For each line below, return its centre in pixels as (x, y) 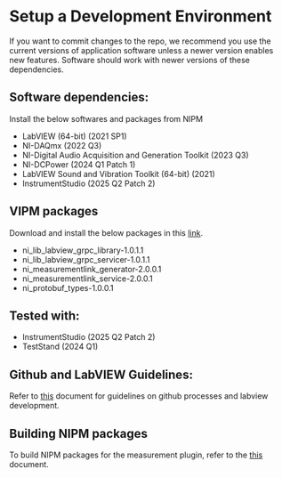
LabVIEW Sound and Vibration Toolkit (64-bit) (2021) (118, 174)
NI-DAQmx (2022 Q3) (62, 145)
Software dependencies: (79, 97)
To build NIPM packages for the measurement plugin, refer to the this (136, 455)
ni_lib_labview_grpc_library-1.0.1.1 (83, 250)
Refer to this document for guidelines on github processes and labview (139, 396)
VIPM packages (54, 211)
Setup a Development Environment (141, 16)
